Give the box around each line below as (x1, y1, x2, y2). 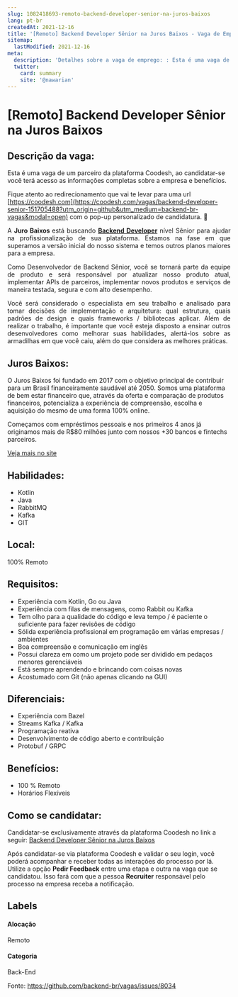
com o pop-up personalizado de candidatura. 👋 (69, 213, 208, 221)
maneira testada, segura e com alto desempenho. (7, 285, 152, 294)
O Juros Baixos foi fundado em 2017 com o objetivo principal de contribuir (7, 377, 225, 385)
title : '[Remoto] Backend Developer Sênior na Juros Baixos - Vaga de (7, 30, 220, 38)
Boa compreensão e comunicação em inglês (17, 642, 148, 651)
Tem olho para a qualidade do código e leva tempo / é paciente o (17, 612, 208, 620)
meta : (7, 50, 23, 57)
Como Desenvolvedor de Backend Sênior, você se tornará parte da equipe (7, 263, 231, 272)
